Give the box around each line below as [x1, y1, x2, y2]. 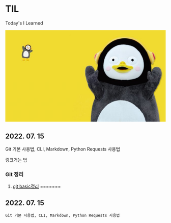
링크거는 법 [5, 157, 27, 163]
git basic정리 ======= [12, 183, 61, 189]
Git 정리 [5, 171, 24, 178]
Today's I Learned [5, 20, 43, 26]
